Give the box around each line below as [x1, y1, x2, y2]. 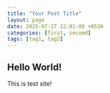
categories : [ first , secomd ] [7, 29, 91, 37]
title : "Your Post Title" [7, 10, 82, 17]
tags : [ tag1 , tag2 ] [7, 36, 64, 43]
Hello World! [7, 61, 62, 73]
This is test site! [7, 79, 52, 87]
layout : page [7, 17, 45, 23]
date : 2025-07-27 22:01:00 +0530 [7, 23, 104, 30]
